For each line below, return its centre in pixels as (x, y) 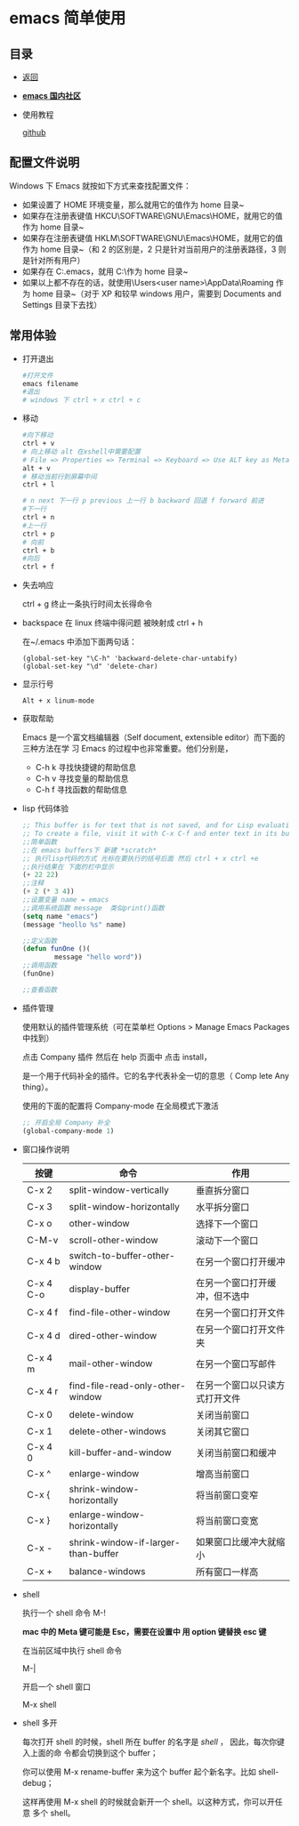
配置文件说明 (44, 162)
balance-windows (107, 1571)
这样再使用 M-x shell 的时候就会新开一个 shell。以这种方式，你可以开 (149, 1801)
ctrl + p (38, 534)
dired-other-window (113, 1335)
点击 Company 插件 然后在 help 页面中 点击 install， (117, 1057)
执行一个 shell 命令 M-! (64, 1613)
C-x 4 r (42, 1391)
